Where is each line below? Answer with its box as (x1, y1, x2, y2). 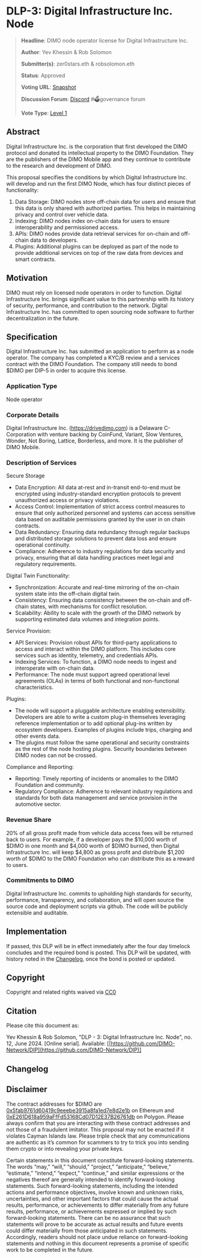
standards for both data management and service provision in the (14, 794, 177, 801)
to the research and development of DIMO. (6, 162, 112, 169)
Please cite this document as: (6, 1022, 79, 1029)
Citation (6, 1006, 37, 1016)
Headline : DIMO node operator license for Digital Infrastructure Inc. (20, 37, 188, 44)
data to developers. (29, 236, 78, 244)
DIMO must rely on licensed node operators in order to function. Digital (6, 289, 182, 296)
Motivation (6, 273, 48, 283)
